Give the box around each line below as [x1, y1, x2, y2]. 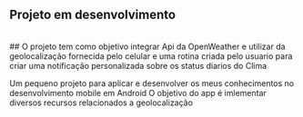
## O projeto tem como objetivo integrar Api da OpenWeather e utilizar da [9, 41, 286, 52]
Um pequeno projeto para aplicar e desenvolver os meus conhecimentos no [9, 77, 295, 89]
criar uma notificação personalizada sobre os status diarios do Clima [9, 60, 268, 71]
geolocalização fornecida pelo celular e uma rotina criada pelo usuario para [9, 50, 293, 62]
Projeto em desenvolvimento [9, 7, 176, 23]
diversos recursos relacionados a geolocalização [9, 97, 194, 108]
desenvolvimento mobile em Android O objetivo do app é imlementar [9, 87, 267, 98]
